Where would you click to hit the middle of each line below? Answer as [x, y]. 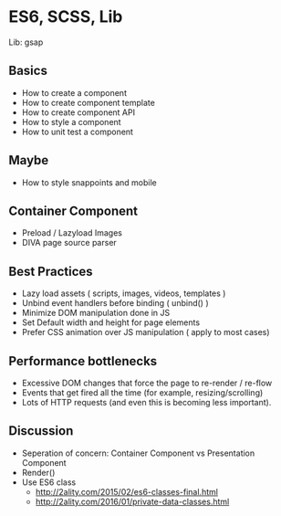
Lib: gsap [26, 42]
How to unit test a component [78, 132]
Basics [28, 71]
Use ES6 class [49, 482]
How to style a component [71, 121]
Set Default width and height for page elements [111, 322]
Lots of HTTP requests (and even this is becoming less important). [146, 402]
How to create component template [88, 102]
